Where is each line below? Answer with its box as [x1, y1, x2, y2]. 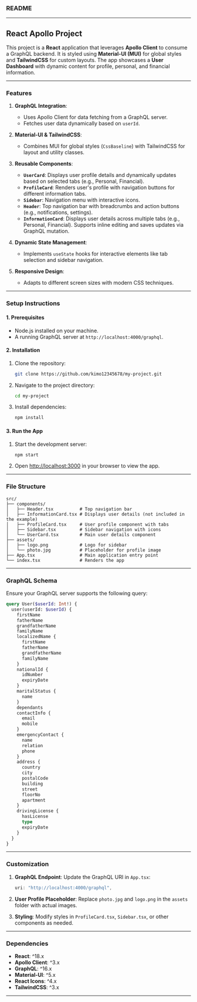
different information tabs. [23, 190, 87, 197]
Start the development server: [14, 441, 87, 448]
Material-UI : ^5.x [14, 971, 56, 978]
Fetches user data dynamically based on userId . [23, 120, 140, 127]
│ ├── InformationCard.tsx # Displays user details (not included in [6, 511, 185, 517]
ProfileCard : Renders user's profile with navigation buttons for [23, 184, 175, 191]
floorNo [21, 792, 41, 797]
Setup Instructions [6, 299, 60, 308]
